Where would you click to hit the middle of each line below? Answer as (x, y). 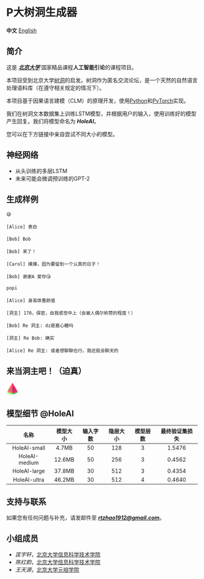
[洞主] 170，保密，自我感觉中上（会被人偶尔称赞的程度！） (71, 313)
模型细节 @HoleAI (40, 413)
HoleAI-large (29, 471)
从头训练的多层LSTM (41, 171)
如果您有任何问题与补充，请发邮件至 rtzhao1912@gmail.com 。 (86, 518)
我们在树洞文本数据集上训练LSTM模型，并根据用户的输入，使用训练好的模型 (101, 114)
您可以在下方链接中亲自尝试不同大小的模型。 (62, 134)
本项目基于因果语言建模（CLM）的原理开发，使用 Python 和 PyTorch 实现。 (98, 100)
